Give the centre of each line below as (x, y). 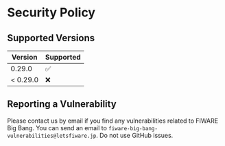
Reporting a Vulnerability (62, 104)
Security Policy (51, 13)
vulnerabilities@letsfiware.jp (52, 136)
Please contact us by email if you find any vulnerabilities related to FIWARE (113, 121)
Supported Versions (51, 38)
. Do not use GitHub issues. (134, 135)
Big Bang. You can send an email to (57, 127)
